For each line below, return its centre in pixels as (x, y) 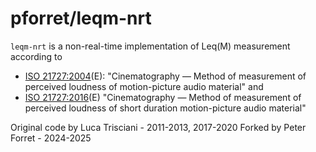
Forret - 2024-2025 (51, 138)
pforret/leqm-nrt (81, 18)
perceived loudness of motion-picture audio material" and (144, 86)
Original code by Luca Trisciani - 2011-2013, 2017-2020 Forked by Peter (158, 127)
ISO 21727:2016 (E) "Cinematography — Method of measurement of (163, 97)
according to (36, 56)
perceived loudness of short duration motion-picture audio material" (165, 108)
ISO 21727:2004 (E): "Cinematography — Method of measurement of (165, 76)
